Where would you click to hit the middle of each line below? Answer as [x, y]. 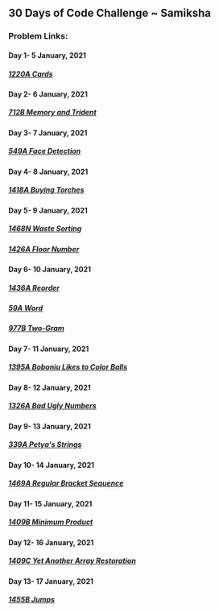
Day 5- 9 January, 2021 [48, 210]
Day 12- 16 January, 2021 [51, 542]
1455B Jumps [31, 600]
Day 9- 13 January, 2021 [50, 426]
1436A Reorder [34, 287]
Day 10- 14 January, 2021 [52, 465]
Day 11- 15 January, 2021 [50, 503]
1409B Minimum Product [51, 522]
